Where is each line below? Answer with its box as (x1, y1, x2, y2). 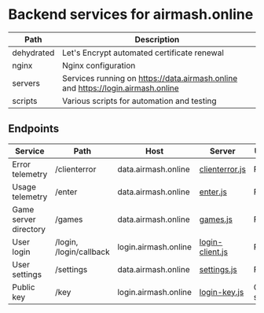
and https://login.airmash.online (62, 83, 179, 94)
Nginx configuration (62, 60, 136, 71)
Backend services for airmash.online (8, 6, 254, 24)
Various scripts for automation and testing (62, 95, 218, 106)
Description (134, 34, 180, 45)
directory (12, 223, 46, 234)
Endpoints (8, 122, 60, 135)
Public (12, 282, 35, 293)
